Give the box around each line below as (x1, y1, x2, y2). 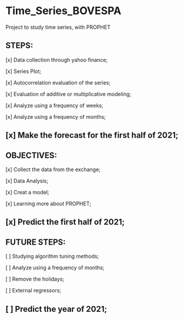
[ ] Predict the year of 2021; (5, 304, 107, 314)
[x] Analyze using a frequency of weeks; (5, 102, 103, 109)
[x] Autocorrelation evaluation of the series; (5, 79, 111, 86)
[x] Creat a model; (5, 188, 49, 195)
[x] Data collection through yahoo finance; (5, 56, 108, 63)
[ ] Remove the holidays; (5, 275, 65, 283)
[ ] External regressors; (5, 287, 62, 294)
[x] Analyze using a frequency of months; (5, 113, 106, 120)
